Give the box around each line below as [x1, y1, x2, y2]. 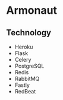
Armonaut [6, 4, 58, 17]
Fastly [14, 81, 30, 89]
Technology [6, 28, 52, 38]
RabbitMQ [14, 75, 40, 82]
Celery [14, 56, 31, 63]
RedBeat [14, 88, 36, 95]
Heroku [14, 43, 33, 50]
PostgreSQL [14, 62, 45, 69]
